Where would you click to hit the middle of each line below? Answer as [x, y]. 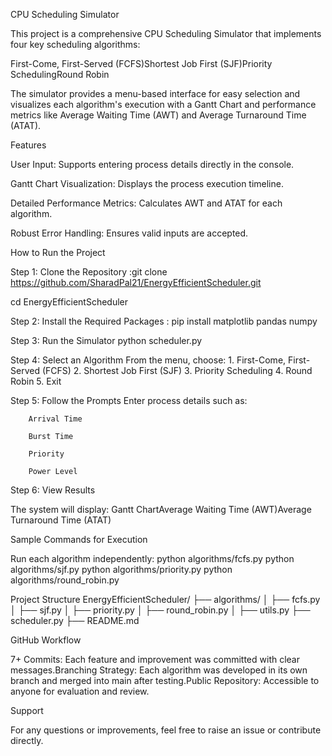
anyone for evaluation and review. [80, 691]
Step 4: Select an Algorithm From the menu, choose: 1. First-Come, [148, 360]
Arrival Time [55, 419]
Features [28, 145]
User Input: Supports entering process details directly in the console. [152, 164]
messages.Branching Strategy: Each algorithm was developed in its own [159, 670]
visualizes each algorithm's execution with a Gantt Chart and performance [163, 104]
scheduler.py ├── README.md [75, 620]
